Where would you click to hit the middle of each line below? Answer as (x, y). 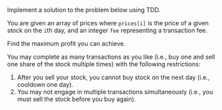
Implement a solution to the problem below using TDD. (84, 10)
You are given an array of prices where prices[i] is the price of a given (108, 23)
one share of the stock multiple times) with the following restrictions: (104, 64)
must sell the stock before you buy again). (76, 99)
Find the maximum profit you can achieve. (66, 43)
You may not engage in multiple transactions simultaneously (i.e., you (115, 92)
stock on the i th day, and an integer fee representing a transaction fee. (107, 30)
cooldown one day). (45, 84)
